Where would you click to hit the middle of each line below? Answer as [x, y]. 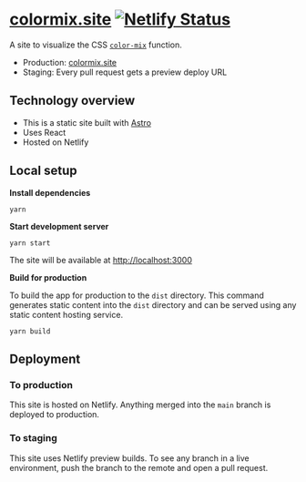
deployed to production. [55, 415]
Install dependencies [50, 192]
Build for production [48, 277]
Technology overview [72, 101]
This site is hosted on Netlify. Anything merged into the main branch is [140, 405]
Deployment [45, 359]
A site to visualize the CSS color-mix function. [96, 45]
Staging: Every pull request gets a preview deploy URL [125, 72]
